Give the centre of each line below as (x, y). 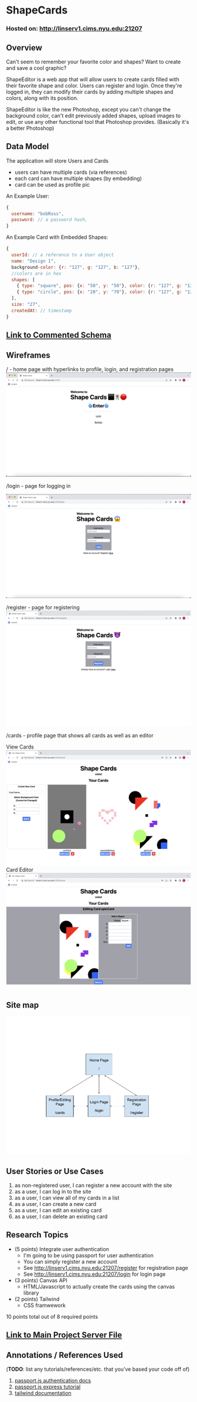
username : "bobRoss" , (38, 214)
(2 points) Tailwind (37, 1299)
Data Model (28, 146)
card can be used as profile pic (52, 184)
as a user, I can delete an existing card (61, 1216)
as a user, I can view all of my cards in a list (67, 1198)
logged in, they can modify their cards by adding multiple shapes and (90, 92)
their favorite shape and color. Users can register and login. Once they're (94, 85)
